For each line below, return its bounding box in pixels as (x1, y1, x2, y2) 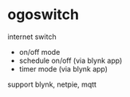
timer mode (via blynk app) (18, 64, 108, 73)
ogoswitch (7, 6, 79, 24)
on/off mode (18, 47, 61, 56)
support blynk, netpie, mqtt (7, 80, 97, 89)
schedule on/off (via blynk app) (18, 56, 123, 65)
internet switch (7, 32, 57, 41)
